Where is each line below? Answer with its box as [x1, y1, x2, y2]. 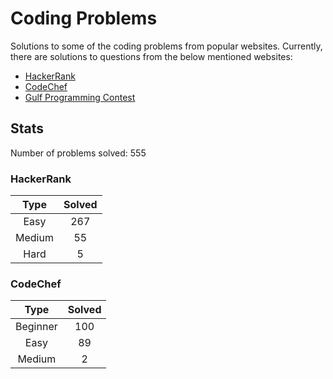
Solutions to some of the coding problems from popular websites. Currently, [10, 40, 323, 52]
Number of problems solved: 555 [10, 147, 147, 159]
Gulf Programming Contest [24, 91, 136, 103]
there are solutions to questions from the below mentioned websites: [10, 50, 293, 62]
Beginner [15, 320, 58, 334]
